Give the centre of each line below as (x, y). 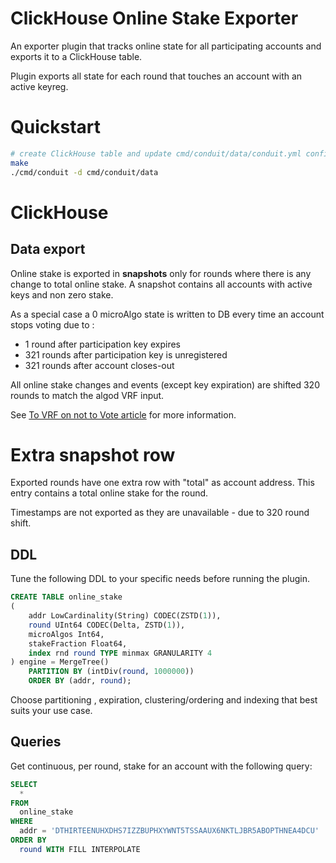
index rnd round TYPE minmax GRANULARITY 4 (120, 653)
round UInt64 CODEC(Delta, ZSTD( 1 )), (107, 625)
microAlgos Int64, (66, 634)
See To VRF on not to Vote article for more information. (123, 414)
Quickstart (56, 127)
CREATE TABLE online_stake (66, 597)
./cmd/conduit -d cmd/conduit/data (84, 172)
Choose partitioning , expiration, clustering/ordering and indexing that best (164, 700)
